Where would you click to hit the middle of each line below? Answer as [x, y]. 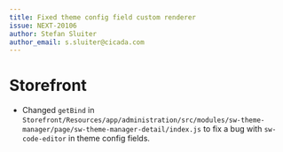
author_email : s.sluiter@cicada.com [77, 42]
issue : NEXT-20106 [43, 26]
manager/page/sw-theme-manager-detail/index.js [111, 130]
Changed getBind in [58, 110]
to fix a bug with [232, 129]
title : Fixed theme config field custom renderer [103, 17]
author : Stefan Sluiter [53, 34]
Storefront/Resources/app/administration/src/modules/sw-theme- [143, 120]
